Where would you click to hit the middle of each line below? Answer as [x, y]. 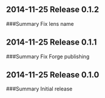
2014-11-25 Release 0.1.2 [53, 10]
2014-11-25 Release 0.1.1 [51, 43]
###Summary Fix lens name [40, 23]
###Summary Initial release [39, 89]
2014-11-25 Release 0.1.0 [53, 75]
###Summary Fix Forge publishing [48, 56]
